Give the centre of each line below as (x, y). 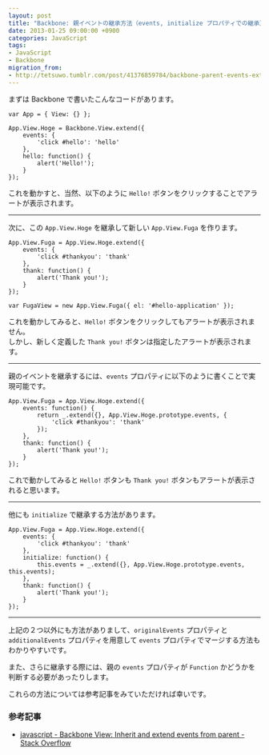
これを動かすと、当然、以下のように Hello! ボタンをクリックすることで (126, 193)
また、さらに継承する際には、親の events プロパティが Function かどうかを (132, 667)
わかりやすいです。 (40, 649)
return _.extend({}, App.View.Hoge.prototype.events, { (132, 415)
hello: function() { (57, 156)
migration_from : (35, 68)
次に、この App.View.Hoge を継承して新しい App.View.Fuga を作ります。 (125, 227)
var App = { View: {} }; (50, 114)
